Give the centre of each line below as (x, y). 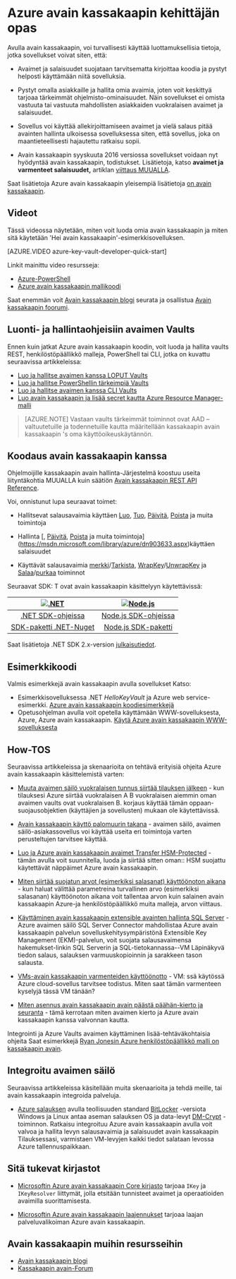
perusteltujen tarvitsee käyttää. (63, 839)
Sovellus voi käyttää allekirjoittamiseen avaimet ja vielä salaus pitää (115, 126)
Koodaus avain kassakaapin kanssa (87, 456)
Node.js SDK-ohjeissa (138, 616)
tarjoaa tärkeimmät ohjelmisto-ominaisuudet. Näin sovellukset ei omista (121, 97)
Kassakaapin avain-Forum (55, 1268)
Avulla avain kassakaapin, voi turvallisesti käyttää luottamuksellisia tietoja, (114, 47)
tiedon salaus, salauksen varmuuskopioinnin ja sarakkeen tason (110, 955)
